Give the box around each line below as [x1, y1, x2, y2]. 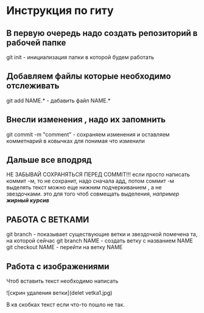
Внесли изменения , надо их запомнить [6, 114, 166, 125]
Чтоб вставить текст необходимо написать [6, 278, 119, 285]
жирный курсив [6, 197, 50, 204]
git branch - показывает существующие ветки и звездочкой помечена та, [6, 231, 198, 238]
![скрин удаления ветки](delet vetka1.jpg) [6, 289, 113, 297]
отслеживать [6, 80, 60, 91]
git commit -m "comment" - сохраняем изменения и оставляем [6, 130, 170, 138]
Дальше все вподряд [6, 155, 92, 165]
